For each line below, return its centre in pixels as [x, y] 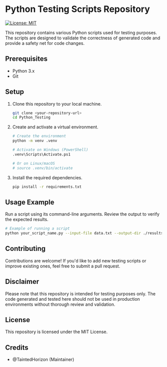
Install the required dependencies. [47, 177]
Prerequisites [26, 59]
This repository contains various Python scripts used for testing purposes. [81, 32]
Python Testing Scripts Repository [78, 9]
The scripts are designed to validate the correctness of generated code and [83, 38]
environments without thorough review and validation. [60, 304]
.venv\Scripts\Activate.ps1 [41, 154]
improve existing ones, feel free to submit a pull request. [63, 266]
